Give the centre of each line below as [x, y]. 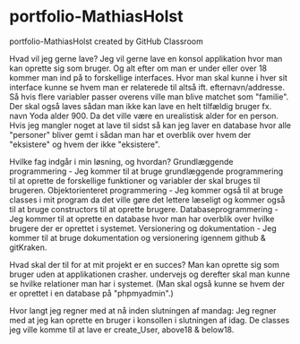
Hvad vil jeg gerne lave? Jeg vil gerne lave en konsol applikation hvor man [146, 58]
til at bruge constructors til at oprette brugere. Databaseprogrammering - [144, 209]
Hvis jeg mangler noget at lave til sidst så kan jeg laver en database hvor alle [150, 125]
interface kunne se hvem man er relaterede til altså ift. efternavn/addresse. [147, 87]
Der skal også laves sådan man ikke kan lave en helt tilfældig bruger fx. [141, 106]
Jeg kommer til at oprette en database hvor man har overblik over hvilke [142, 219]
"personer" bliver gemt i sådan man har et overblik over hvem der [130, 134]
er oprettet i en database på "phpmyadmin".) [92, 293]
